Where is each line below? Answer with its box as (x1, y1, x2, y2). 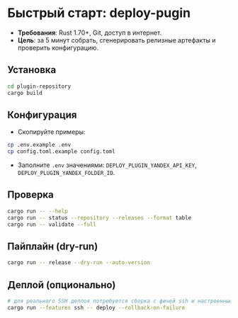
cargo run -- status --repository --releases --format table (7, 214, 192, 221)
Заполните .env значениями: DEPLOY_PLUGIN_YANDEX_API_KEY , (17, 161, 197, 169)
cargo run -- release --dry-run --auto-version (7, 259, 151, 266)
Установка (7, 64, 57, 76)
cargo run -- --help (7, 208, 69, 215)
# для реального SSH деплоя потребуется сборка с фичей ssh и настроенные (7, 297, 233, 305)
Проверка (7, 189, 55, 201)
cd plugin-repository (7, 83, 72, 90)
